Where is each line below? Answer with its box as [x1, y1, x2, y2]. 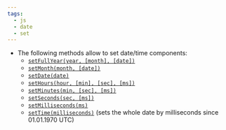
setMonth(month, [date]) [27, 65, 101, 72]
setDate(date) [27, 73, 69, 80]
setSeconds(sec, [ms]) [27, 95, 95, 102]
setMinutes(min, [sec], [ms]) [27, 87, 117, 94]
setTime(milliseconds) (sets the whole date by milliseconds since [27, 108, 219, 117]
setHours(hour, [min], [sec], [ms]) [27, 80, 135, 87]
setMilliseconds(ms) [27, 102, 88, 109]
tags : [7, 10, 23, 17]
